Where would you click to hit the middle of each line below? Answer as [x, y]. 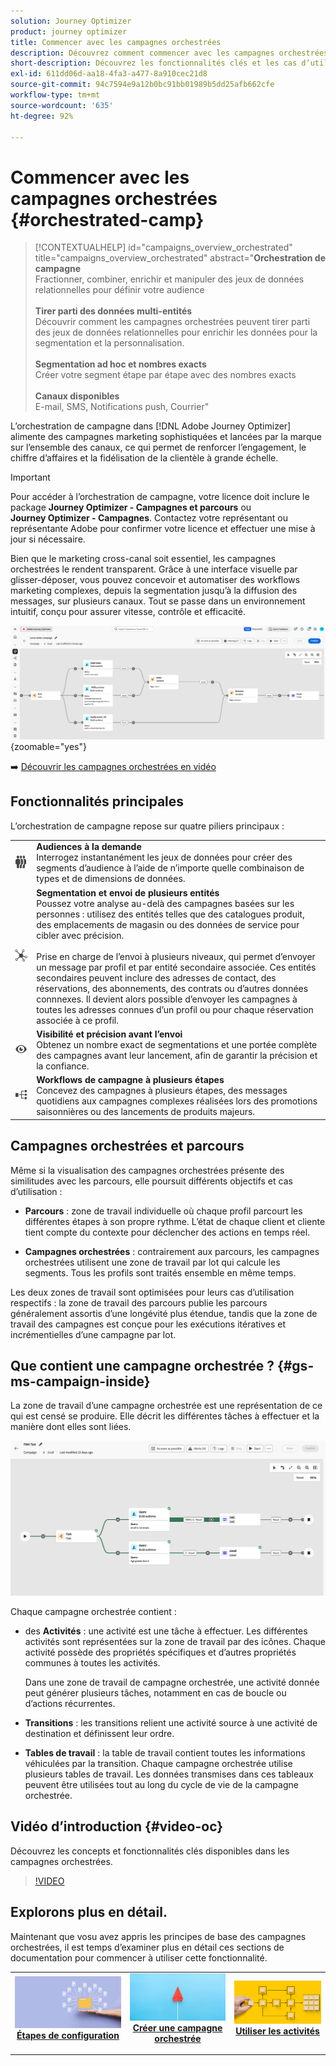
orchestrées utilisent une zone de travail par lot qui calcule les [152, 1262]
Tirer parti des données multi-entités [113, 311]
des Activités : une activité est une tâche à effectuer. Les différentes [166, 1631]
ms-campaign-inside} [80, 1381]
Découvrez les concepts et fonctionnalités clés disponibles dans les [150, 1851]
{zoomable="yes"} [48, 746]
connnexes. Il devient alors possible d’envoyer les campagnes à [167, 999]
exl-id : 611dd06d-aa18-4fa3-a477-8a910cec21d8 [109, 74]
